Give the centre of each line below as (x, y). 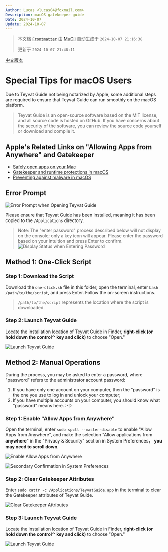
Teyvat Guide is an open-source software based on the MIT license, (88, 115)
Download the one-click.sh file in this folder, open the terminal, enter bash (82, 287)
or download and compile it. (46, 131)
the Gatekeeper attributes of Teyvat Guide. (49, 495)
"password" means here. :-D (42, 405)
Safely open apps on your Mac (44, 167)
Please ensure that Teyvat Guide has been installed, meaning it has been (80, 215)
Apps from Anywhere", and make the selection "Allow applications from (79, 434)
